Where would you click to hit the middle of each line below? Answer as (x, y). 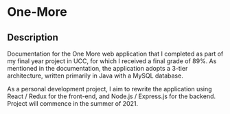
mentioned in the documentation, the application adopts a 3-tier (97, 68)
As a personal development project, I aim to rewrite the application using (110, 89)
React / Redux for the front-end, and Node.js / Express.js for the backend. (112, 96)
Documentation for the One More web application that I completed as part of (115, 54)
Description (33, 37)
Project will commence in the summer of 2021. (73, 103)
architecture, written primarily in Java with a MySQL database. (95, 76)
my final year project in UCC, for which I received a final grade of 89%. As (112, 61)
